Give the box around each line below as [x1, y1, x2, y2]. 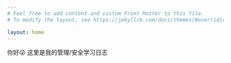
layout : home [7, 29, 45, 36]
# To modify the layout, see [7, 16, 91, 23]
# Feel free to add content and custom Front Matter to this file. [7, 10, 205, 17]
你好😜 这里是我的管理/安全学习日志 [7, 49, 108, 57]
